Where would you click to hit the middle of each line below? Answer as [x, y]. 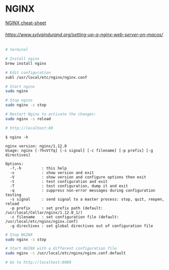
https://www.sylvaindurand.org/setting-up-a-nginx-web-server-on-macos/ [84, 34]
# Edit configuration [28, 72]
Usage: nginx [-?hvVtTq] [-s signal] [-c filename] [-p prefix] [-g [79, 150]
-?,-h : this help [38, 168]
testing [13, 195]
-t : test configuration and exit [59, 181]
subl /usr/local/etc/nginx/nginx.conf [46, 77]
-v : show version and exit [52, 173]
